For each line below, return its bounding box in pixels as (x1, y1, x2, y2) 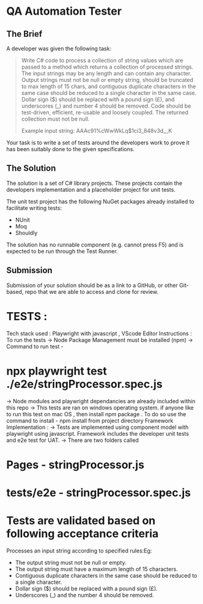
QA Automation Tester (6, 4, 122, 18)
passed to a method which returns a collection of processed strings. (21, 63, 194, 70)
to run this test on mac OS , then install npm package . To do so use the (6, 410, 186, 417)
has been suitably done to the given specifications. (6, 146, 135, 152)
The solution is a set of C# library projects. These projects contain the (6, 179, 182, 187)
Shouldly (15, 229, 38, 236)
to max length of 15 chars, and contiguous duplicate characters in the (21, 83, 196, 90)
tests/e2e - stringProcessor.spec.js (6, 485, 191, 499)
